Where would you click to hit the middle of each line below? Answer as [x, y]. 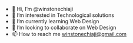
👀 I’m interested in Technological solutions [63, 15]
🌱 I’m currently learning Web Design [55, 21]
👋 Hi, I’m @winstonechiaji [42, 9]
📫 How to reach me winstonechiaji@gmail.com [69, 34]
